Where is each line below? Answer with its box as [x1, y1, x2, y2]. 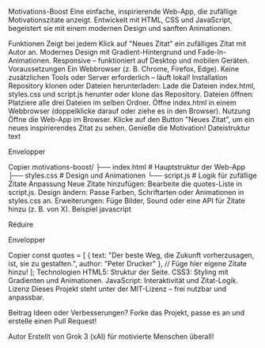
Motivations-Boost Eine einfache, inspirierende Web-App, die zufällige [8, 7, 237, 16]
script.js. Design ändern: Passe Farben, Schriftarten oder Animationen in [8, 188, 244, 197]
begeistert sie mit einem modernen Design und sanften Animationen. [8, 24, 233, 33]
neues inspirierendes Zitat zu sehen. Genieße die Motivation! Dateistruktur [8, 123, 251, 132]
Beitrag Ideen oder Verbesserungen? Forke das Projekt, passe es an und [8, 308, 245, 317]
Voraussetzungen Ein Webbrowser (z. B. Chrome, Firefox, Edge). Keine [8, 64, 240, 74]
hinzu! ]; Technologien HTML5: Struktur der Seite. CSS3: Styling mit [8, 267, 229, 277]
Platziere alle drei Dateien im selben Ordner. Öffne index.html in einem [8, 98, 237, 107]
